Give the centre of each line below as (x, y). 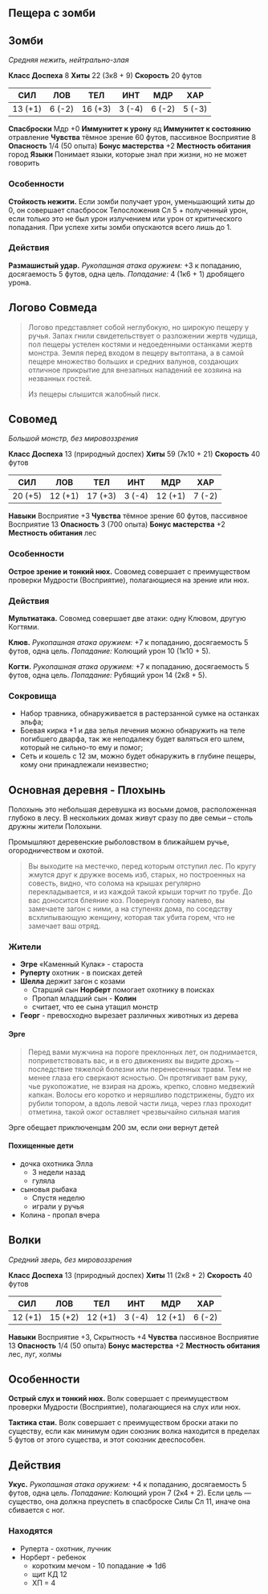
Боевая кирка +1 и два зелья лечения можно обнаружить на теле (132, 730)
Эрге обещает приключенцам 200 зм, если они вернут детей (114, 1127)
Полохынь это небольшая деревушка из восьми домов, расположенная (132, 809)
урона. (20, 282)
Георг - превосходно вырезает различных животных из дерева (129, 1016)
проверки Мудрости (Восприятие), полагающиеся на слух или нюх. (125, 1407)
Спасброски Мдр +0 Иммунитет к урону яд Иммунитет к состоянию (130, 129)
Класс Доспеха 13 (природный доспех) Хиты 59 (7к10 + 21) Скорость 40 (134, 454)
